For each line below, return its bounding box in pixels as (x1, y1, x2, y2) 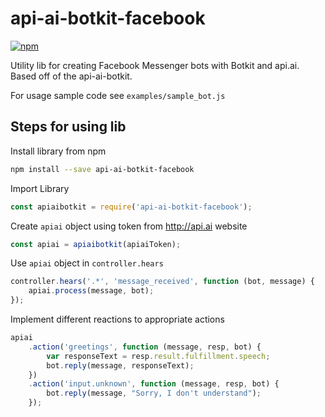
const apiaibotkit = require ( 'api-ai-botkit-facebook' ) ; (10, 202, 253, 212)
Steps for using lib (10, 118, 127, 136)
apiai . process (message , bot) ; (28, 286, 155, 296)
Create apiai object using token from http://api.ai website (10, 220, 248, 232)
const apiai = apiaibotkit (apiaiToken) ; (10, 239, 182, 249)
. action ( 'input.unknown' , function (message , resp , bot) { (28, 379, 280, 389)
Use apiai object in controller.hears (10, 257, 164, 269)
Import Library (10, 182, 70, 194)
